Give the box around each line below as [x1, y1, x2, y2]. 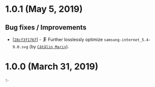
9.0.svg [12, 44, 28, 49]
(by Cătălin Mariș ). [29, 43, 70, 49]
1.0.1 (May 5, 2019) [5, 3, 83, 15]
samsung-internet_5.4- [104, 38, 151, 43]
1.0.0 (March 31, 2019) [5, 61, 98, 72]
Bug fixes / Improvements [5, 23, 87, 32]
